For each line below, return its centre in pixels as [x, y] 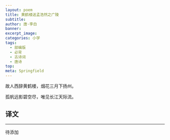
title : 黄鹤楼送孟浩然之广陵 [32, 15]
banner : [13, 29]
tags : [11, 43]
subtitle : [16, 19]
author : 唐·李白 [21, 24]
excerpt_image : [21, 33]
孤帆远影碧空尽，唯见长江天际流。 [41, 97]
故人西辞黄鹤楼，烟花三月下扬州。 [41, 86]
